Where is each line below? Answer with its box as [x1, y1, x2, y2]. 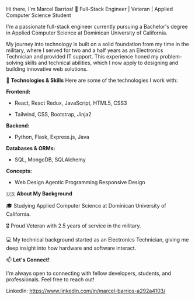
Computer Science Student [6, 12, 71, 19]
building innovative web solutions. [6, 65, 88, 73]
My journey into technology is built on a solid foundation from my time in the [6, 41, 190, 47]
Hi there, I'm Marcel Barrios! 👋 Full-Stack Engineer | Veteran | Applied [6, 6, 173, 12]
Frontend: [6, 88, 31, 95]
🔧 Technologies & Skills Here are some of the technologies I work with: [6, 77, 178, 84]
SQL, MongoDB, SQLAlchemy [14, 156, 86, 163]
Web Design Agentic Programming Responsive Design [14, 179, 145, 185]
